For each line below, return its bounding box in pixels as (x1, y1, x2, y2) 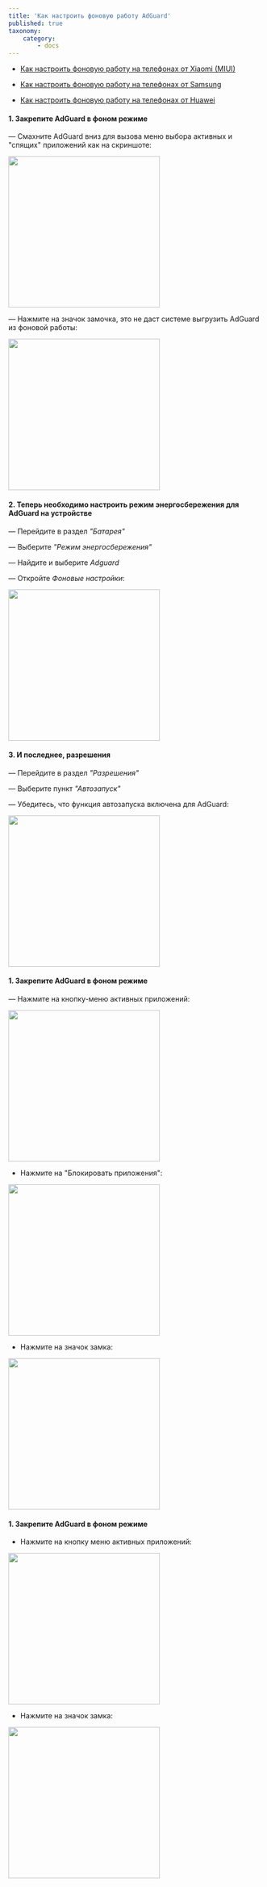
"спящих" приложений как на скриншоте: (8, 140, 152, 150)
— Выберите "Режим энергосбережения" (8, 542, 152, 551)
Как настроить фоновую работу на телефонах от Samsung (19, 80, 222, 90)
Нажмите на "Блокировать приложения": (19, 1168, 163, 1178)
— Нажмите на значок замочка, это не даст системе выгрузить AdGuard (8, 314, 260, 324)
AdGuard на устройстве (8, 508, 93, 517)
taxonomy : (8, 27, 42, 35)
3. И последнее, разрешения (8, 750, 111, 759)
